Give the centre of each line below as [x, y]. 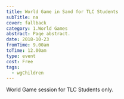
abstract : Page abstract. [38, 34]
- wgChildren [28, 73]
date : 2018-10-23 [28, 39]
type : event [21, 56]
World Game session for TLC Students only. [60, 89]
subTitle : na [22, 17]
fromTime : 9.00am [28, 45]
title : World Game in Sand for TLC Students [62, 12]
